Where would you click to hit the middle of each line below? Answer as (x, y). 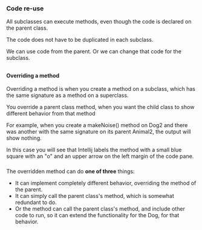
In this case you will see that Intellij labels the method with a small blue (94, 150)
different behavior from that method (51, 114)
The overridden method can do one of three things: (70, 171)
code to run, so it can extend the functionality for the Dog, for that (97, 215)
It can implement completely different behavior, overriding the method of (106, 183)
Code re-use (25, 8)
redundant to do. (36, 202)
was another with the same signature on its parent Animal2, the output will (99, 132)
